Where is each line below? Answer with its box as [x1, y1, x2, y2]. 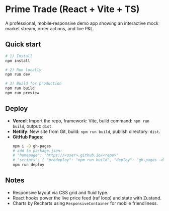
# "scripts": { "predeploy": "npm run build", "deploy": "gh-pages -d [12, 158, 164, 163]
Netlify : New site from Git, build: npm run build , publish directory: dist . [12, 128, 160, 134]
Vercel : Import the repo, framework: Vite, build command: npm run [12, 117, 150, 124]
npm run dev [5, 72, 30, 77]
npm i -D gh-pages [12, 144, 51, 149]
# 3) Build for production [5, 81, 62, 86]
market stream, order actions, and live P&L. [5, 25, 95, 31]
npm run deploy [12, 162, 45, 167]
